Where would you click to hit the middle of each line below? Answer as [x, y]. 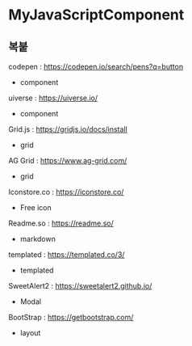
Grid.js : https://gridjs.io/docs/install [68, 129]
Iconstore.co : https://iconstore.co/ [66, 192]
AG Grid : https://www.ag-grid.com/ [68, 160]
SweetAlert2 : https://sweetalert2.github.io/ [80, 286]
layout [30, 333]
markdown [38, 239]
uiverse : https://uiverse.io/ [53, 98]
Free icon [36, 207]
